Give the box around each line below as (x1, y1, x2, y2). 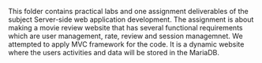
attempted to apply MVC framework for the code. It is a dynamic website (8, 40, 245, 49)
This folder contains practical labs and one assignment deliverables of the (8, 7, 249, 16)
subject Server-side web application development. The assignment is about (8, 15, 254, 24)
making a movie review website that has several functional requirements (8, 23, 243, 32)
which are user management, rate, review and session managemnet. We (8, 31, 243, 40)
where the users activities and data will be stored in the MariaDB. (8, 48, 219, 57)
